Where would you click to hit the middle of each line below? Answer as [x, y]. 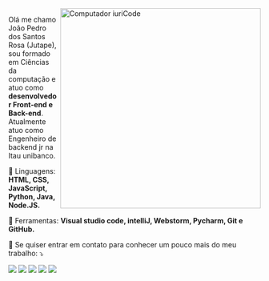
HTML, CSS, [29, 180]
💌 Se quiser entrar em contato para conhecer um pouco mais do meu [122, 245]
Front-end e [33, 104]
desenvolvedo [33, 96]
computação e [32, 79]
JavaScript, [28, 188]
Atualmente [27, 122]
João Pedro [27, 28]
